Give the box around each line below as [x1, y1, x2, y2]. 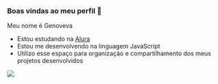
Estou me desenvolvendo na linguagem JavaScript [16, 42, 160, 51]
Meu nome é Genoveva [7, 22, 73, 30]
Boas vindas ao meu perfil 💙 [7, 6, 102, 16]
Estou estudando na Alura [16, 35, 90, 43]
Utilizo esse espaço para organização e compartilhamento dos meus [16, 49, 211, 57]
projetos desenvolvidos [16, 57, 84, 65]
